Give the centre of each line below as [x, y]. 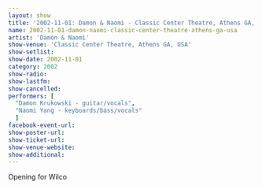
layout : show [30, 15]
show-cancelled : [35, 89]
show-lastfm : [30, 81]
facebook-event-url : [42, 125]
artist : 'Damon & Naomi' [49, 37]
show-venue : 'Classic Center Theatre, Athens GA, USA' [100, 45]
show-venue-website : [42, 147]
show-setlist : [31, 52]
